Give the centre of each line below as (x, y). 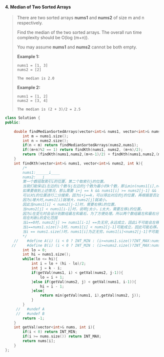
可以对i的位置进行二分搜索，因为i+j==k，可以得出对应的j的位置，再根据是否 (90, 195)
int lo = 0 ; (35, 250)
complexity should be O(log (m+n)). (53, 38)
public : (13, 122)
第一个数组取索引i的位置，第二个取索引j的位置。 (65, 182)
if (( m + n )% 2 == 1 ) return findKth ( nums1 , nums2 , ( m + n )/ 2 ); (83, 150)
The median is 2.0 (36, 78)
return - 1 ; (34, 318)
